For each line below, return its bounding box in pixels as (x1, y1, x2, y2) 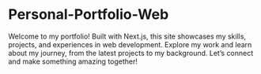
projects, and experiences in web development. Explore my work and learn (8, 39, 252, 49)
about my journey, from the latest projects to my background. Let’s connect (8, 48, 254, 57)
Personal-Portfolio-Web (8, 6, 169, 24)
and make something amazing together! (8, 57, 138, 66)
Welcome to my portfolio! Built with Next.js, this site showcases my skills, (8, 31, 247, 41)
